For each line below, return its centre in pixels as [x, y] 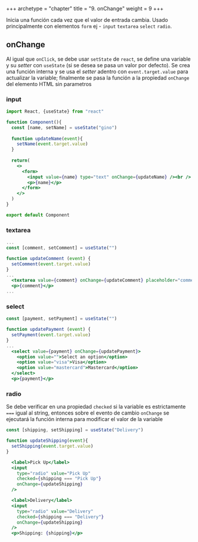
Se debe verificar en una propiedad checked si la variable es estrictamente [96, 407]
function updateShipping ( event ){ [47, 441]
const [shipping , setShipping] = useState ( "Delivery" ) [75, 430]
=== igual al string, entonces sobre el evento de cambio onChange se [88, 413]
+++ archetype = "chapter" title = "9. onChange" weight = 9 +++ [85, 9]
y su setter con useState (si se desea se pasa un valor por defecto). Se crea [98, 65]
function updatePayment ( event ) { [49, 330]
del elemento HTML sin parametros [49, 84]
